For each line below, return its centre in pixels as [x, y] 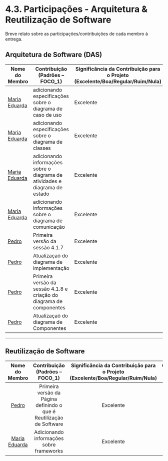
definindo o [49, 405]
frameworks [49, 450]
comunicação [49, 227]
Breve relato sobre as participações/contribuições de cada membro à [77, 34]
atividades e [47, 181]
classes [42, 148]
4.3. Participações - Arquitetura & [76, 9]
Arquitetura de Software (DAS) [54, 55]
